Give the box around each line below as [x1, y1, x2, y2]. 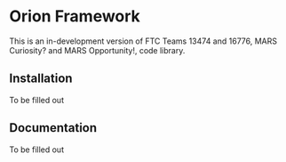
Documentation [9, 120, 98, 135]
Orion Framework [9, 6, 140, 27]
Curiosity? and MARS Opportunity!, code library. [9, 45, 186, 55]
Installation [9, 71, 73, 86]
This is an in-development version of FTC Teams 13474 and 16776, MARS [9, 36, 278, 46]
